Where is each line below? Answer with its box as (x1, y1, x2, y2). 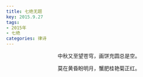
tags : (6, 19, 19, 25)
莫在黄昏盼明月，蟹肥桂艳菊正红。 (58, 65, 140, 72)
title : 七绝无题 (6, 8, 42, 15)
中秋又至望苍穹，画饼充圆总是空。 (58, 52, 140, 59)
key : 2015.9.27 (6, 14, 44, 20)
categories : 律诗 (6, 36, 47, 41)
